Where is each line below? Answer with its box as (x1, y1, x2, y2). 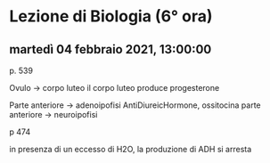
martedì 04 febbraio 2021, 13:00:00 (9, 42, 212, 57)
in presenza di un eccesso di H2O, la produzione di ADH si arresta (9, 144, 252, 154)
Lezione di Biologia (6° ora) (9, 6, 213, 27)
